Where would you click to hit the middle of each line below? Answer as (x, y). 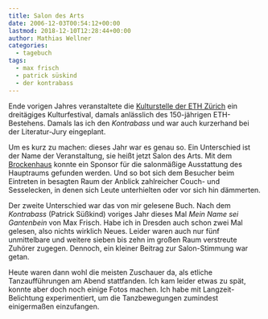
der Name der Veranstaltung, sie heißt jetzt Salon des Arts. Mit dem (120, 155)
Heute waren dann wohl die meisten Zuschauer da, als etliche (111, 272)
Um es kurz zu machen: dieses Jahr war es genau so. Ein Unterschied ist (130, 147)
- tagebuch (34, 53)
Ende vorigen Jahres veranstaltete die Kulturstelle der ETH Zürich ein (123, 106)
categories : (28, 46)
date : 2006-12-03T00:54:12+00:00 (64, 23)
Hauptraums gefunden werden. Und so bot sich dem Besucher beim (122, 173)
